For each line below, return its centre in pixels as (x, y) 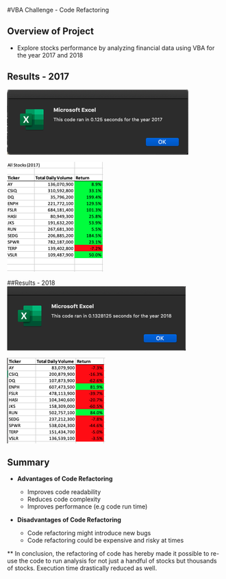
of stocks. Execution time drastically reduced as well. (82, 568)
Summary (28, 462)
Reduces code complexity (64, 500)
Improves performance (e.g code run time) (87, 506)
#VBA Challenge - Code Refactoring (58, 10)
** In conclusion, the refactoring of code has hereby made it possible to (108, 554)
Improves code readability (64, 492)
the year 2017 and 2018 (50, 55)
